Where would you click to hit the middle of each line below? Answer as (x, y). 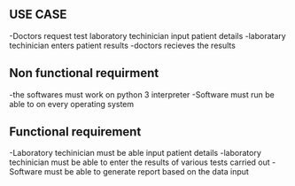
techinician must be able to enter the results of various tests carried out (140, 162)
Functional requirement (75, 132)
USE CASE (38, 15)
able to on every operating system (72, 104)
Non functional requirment (84, 73)
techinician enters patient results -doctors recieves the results (123, 45)
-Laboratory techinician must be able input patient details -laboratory (135, 153)
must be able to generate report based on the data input (147, 172)
